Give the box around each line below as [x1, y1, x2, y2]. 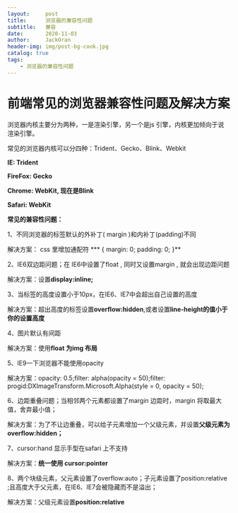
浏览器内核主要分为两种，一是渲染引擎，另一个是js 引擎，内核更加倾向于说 [7, 120, 225, 128]
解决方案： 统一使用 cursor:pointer [7, 459, 108, 467]
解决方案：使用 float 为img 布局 [7, 344, 97, 352]
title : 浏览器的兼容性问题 [7, 17, 93, 24]
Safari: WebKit [7, 200, 52, 209]
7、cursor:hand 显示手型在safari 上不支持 [7, 444, 129, 452]
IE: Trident [7, 158, 39, 167]
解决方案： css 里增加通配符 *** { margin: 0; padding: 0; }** [7, 245, 182, 253]
